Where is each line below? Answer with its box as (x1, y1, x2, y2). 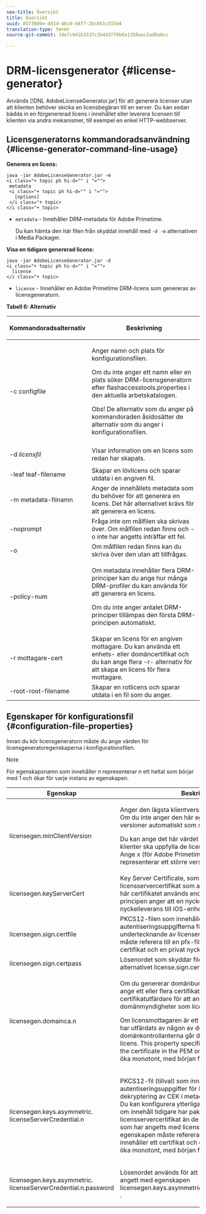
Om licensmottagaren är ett (120, 1015, 199, 1024)
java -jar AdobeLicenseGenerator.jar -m (6, 172, 112, 178)
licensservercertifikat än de (120, 1115, 199, 1124)
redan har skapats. (91, 454, 145, 462)
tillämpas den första (119, 610, 177, 619)
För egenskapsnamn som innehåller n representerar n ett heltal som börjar (6, 768, 194, 775)
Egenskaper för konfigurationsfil (6, 711, 134, 722)
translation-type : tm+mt (6, 26, 70, 33)
